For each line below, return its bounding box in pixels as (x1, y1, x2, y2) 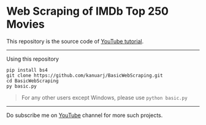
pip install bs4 (6, 67, 48, 73)
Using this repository (6, 55, 59, 63)
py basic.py (6, 83, 37, 89)
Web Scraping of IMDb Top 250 (6, 4, 169, 18)
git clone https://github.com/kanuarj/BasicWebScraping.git (6, 72, 164, 78)
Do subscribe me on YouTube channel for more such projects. (6, 112, 163, 119)
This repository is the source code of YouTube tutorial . (6, 37, 144, 45)
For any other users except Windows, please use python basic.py (21, 94, 188, 101)
